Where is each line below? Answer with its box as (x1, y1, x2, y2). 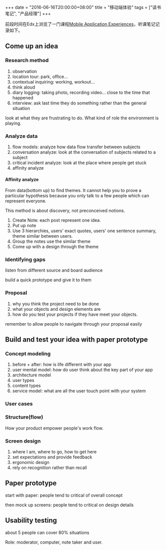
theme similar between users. (12, 233, 73, 239)
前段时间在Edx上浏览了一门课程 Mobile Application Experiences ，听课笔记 (5, 21, 156, 27)
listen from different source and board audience (5, 268, 103, 274)
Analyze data (5, 132, 38, 139)
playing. (5, 120, 21, 126)
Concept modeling (5, 350, 51, 357)
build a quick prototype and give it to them (5, 277, 92, 283)
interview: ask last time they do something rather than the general (12, 100, 147, 106)
